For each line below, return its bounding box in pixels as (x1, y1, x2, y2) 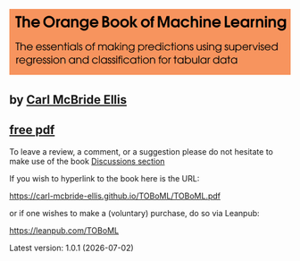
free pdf (9, 122, 55, 138)
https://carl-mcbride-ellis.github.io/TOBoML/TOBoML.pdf (9, 190, 221, 201)
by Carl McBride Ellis (9, 92, 128, 107)
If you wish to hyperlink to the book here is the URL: (9, 173, 200, 183)
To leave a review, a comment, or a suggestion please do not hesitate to (9, 146, 274, 156)
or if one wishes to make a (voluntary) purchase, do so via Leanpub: (9, 207, 261, 218)
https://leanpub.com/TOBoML (9, 224, 119, 236)
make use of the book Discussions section (9, 156, 165, 166)
